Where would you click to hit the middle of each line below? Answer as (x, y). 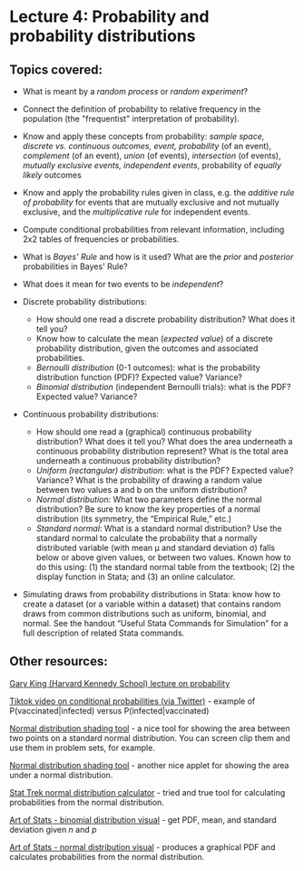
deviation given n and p (53, 829)
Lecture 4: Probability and (109, 17)
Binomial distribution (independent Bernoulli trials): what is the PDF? (163, 387)
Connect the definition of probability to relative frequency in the (142, 109)
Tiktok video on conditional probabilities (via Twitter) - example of (132, 701)
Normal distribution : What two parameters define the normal (149, 499)
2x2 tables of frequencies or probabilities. (101, 239)
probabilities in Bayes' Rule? (75, 266)
